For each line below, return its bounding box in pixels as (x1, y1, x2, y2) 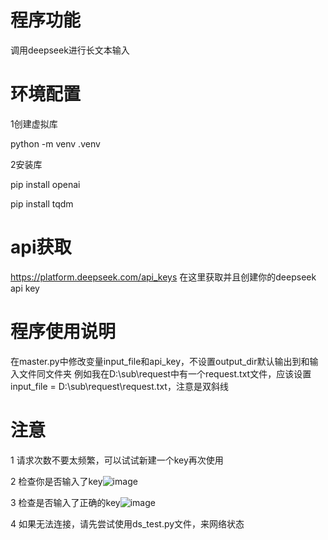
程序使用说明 (10, 321, 117, 343)
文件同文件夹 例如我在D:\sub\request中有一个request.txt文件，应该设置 (18, 367, 312, 380)
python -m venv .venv (10, 137, 101, 150)
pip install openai (10, 178, 81, 190)
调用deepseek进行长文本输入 (10, 44, 130, 56)
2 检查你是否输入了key (10, 475, 103, 487)
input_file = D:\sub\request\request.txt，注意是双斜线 (10, 380, 229, 392)
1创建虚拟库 (10, 117, 58, 130)
